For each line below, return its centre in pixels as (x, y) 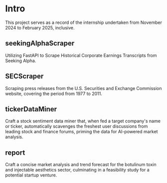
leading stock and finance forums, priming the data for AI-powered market (82, 132)
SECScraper (24, 76)
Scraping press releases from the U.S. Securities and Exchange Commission (83, 88)
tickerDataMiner (31, 109)
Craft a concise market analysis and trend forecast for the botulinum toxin (81, 165)
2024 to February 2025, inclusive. (40, 27)
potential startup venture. (31, 175)
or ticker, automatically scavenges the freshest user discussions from (77, 126)
